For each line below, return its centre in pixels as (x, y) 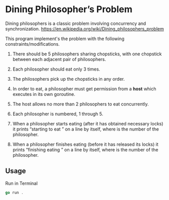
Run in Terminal (22, 183)
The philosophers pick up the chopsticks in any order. (69, 79)
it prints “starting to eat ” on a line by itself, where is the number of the (86, 129)
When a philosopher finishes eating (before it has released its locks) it (85, 144)
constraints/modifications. (32, 44)
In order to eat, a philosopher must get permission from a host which (85, 89)
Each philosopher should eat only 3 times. (56, 69)
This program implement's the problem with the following (65, 39)
